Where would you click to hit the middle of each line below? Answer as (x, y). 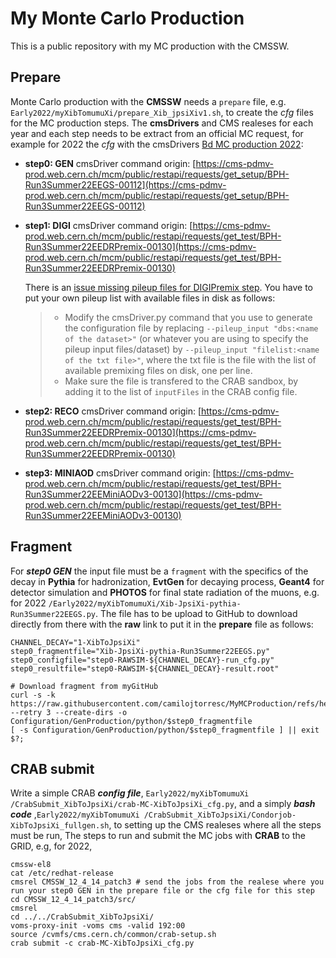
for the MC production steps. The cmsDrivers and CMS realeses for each (162, 123)
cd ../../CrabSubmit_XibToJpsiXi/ (82, 917)
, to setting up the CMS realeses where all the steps (215, 825)
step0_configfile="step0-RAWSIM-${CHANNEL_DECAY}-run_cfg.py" (142, 660)
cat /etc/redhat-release (62, 873)
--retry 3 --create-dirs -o (69, 712)
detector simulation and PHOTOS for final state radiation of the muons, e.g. (165, 592)
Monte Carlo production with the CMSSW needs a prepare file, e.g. (148, 101)
